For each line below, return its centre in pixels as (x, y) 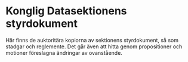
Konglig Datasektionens (66, 11)
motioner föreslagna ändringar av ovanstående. (64, 52)
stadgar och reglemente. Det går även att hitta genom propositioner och (94, 46)
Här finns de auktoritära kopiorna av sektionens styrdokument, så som (92, 40)
